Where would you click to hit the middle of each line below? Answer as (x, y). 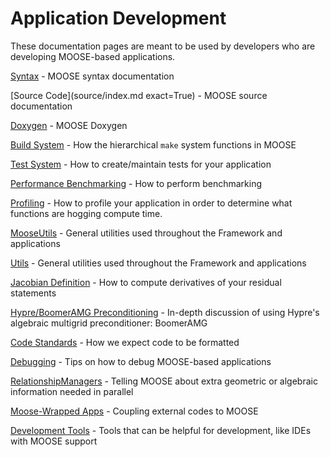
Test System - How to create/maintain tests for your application (141, 164)
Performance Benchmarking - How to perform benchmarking (136, 183)
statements (33, 293)
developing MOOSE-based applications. (93, 56)
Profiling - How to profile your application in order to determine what (151, 203)
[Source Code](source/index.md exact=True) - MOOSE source (139, 95)
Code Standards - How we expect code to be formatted (125, 342)
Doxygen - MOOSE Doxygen (69, 125)
